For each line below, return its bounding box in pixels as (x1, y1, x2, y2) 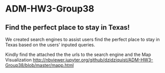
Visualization (5, 57, 32, 63)
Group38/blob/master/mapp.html (5, 62, 74, 68)
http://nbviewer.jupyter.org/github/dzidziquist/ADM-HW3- (32, 57, 153, 63)
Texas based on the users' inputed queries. (5, 42, 95, 48)
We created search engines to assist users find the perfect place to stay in (5, 36, 160, 42)
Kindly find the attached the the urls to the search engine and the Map (5, 51, 151, 57)
